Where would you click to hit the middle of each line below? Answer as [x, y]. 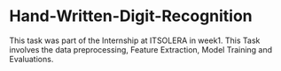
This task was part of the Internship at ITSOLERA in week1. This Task [135, 40]
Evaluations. [31, 59]
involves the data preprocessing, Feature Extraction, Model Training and [141, 49]
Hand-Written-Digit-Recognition [131, 16]
